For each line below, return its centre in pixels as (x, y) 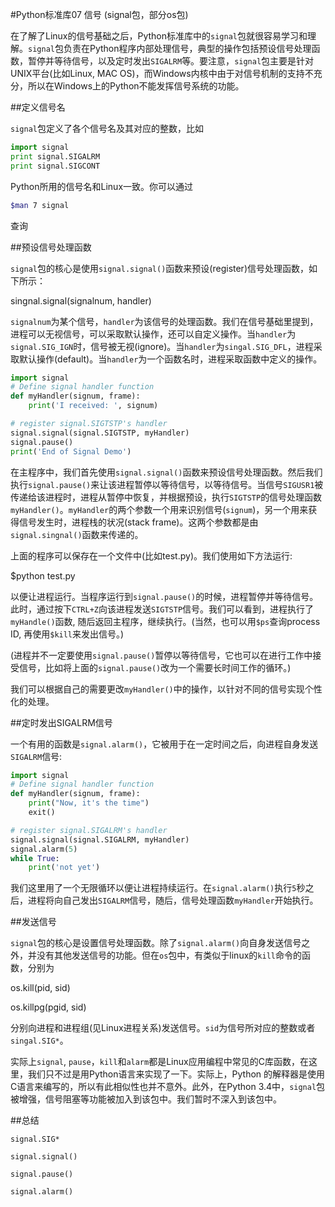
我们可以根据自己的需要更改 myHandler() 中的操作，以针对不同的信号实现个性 (166, 689)
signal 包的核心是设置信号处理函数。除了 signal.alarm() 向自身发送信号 (156, 943)
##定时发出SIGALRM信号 (61, 722)
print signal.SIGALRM (55, 156)
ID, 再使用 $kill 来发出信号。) (67, 634)
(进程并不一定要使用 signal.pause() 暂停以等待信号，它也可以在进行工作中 (161, 655)
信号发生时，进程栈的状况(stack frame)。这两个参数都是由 (138, 522)
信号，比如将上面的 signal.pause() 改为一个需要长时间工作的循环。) (155, 667)
